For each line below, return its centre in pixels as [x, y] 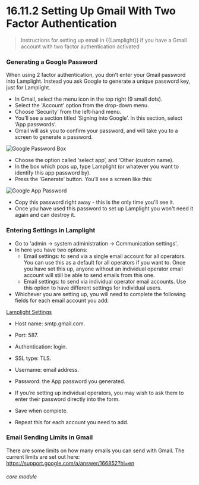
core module [22, 477]
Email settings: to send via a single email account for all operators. [105, 256]
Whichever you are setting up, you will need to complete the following [100, 294]
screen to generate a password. [54, 137]
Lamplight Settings [29, 312]
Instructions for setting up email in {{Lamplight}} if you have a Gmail [104, 40]
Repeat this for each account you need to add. [72, 422]
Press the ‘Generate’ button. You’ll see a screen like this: [83, 179]
